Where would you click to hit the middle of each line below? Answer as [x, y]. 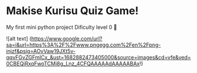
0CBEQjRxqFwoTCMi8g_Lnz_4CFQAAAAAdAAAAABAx [73, 64]
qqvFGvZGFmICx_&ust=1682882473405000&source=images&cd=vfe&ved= [99, 57]
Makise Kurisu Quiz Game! [73, 11]
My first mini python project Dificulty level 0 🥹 [62, 27]
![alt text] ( [19, 38]
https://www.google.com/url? [67, 38]
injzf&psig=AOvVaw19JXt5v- [41, 51]
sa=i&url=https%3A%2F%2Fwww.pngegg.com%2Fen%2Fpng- [83, 45]
